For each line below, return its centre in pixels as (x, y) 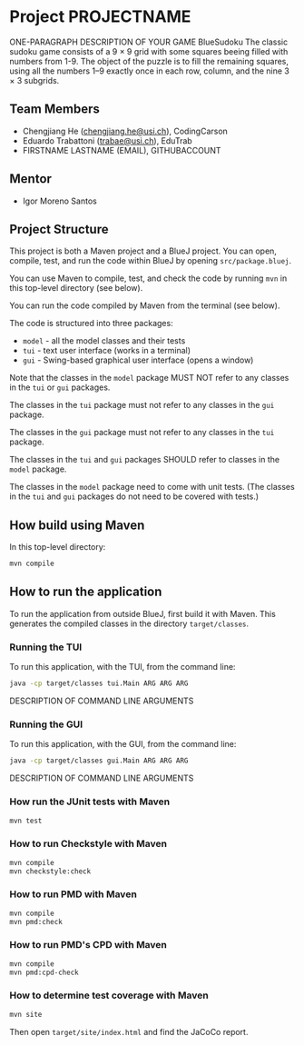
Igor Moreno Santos (59, 201)
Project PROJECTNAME (100, 17)
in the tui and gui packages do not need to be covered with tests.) (134, 496)
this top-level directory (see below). (76, 288)
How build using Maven (77, 525)
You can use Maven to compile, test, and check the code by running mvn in (148, 278)
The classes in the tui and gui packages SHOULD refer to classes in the (144, 460)
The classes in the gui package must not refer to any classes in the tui (142, 433)
